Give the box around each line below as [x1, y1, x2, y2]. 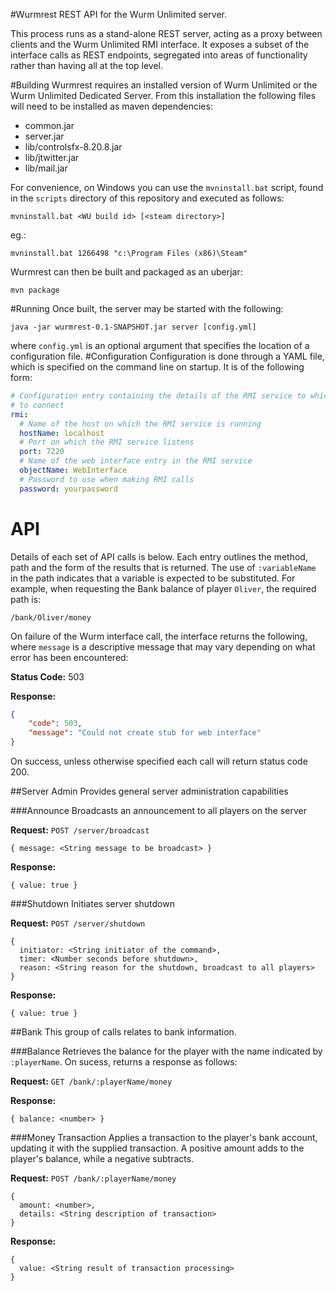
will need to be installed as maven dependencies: [10, 100, 213, 112]
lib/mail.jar [24, 162, 68, 174]
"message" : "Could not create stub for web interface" [28, 728, 262, 738]
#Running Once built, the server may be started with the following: [10, 303, 284, 314]
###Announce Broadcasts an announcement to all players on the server [10, 805, 307, 817]
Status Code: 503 [10, 670, 85, 683]
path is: [10, 593, 42, 605]
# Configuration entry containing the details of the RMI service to [10, 391, 307, 401]
